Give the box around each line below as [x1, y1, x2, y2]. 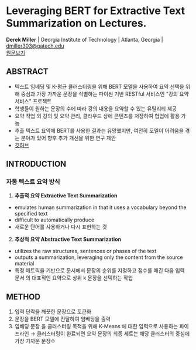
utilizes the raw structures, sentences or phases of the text [14, 248, 157, 255]
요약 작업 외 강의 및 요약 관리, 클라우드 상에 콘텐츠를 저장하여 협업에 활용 [14, 112, 180, 119]
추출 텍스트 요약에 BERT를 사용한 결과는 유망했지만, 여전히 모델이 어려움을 [14, 127, 184, 134]
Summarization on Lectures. [6, 16, 147, 30]
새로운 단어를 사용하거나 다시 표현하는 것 [14, 223, 107, 230]
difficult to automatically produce [14, 216, 95, 224]
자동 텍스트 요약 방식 [6, 178, 60, 186]
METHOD [6, 292, 41, 302]
